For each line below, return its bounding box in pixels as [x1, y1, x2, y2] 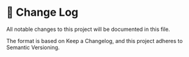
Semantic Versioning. [6, 44, 60, 51]
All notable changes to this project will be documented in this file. [6, 25, 171, 33]
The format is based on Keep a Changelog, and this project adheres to [6, 37, 183, 44]
